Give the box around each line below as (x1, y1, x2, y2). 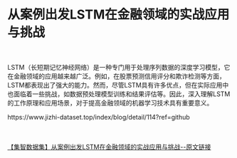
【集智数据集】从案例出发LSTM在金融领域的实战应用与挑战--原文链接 (7, 142, 211, 151)
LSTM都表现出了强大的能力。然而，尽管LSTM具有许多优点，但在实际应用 (7, 80, 223, 89)
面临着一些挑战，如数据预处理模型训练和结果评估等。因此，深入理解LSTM (13, 90, 231, 98)
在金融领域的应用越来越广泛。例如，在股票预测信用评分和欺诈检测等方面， (7, 72, 226, 80)
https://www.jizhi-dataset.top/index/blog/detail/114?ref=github (7, 112, 190, 121)
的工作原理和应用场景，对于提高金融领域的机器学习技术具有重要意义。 (7, 98, 214, 107)
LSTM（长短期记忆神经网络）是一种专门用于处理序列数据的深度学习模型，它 (7, 63, 231, 71)
